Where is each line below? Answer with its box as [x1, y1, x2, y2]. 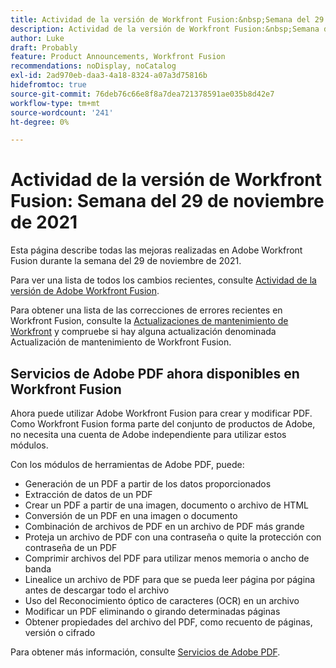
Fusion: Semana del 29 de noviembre [10, 190, 325, 213]
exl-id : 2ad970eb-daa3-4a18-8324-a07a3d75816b [10, 71, 208, 81]
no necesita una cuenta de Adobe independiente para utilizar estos [10, 429, 287, 440]
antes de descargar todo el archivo [24, 584, 170, 596]
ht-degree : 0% [10, 117, 70, 127]
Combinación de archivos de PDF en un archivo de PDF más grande [24, 521, 305, 532]
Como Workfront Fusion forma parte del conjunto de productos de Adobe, [10, 418, 316, 430]
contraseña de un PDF [24, 542, 118, 553]
